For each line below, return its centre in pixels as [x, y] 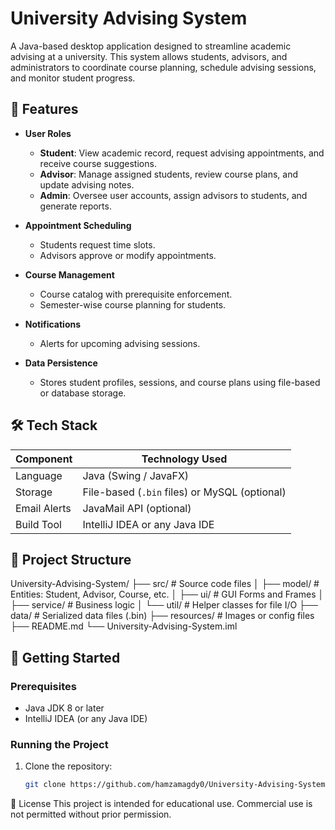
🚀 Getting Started [65, 657]
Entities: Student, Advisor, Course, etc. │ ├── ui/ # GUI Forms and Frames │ [167, 594]
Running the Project [59, 744]
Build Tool [38, 524]
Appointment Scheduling [78, 225]
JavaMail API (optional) [137, 508]
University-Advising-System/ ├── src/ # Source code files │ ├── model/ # [165, 584]
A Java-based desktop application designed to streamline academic [151, 46]
